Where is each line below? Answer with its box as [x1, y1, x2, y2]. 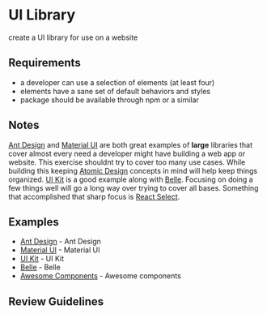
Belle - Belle [19, 262, 61, 273]
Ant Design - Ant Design [19, 237, 101, 247]
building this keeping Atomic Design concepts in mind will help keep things [8, 166, 257, 175]
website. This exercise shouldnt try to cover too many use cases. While [8, 157, 246, 167]
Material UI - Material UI [19, 245, 100, 255]
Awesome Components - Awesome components [19, 271, 182, 281]
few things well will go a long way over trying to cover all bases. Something [8, 183, 259, 192]
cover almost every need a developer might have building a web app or [8, 148, 246, 158]
